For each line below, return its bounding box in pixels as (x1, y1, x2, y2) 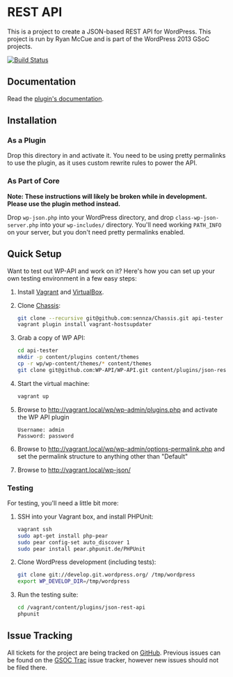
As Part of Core (7, 176, 61, 186)
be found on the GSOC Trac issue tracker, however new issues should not (7, 655, 219, 664)
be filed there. (7, 663, 47, 671)
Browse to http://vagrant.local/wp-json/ (17, 466, 131, 474)
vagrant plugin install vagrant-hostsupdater (17, 321, 152, 328)
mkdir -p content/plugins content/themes (17, 354, 140, 361)
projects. (7, 42, 33, 50)
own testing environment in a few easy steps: (7, 274, 137, 283)
